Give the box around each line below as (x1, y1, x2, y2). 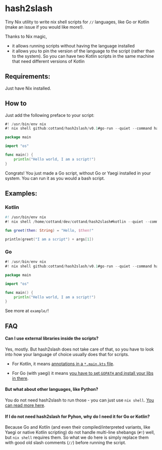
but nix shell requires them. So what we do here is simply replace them (5, 434, 149, 440)
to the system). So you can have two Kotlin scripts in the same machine (12, 53, 154, 59)
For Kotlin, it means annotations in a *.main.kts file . (12, 361, 115, 367)
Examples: (5, 190, 38, 198)
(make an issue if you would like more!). (5, 24, 84, 30)
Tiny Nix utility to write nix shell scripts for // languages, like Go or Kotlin (5, 19, 149, 25)
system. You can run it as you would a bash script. (5, 175, 105, 181)
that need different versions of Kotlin (12, 58, 85, 64)
